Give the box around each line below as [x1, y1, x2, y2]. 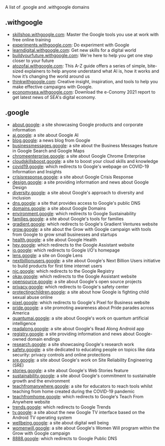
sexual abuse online [12, 294, 53, 300]
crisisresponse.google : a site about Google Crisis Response [12, 174, 134, 180]
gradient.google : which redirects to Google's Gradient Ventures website [12, 221, 158, 227]
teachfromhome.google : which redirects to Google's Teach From [12, 393, 144, 399]
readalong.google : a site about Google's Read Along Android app [12, 325, 144, 331]
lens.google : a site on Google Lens [12, 252, 83, 258]
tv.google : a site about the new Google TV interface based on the [12, 409, 145, 415]
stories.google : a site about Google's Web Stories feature [12, 367, 129, 373]
